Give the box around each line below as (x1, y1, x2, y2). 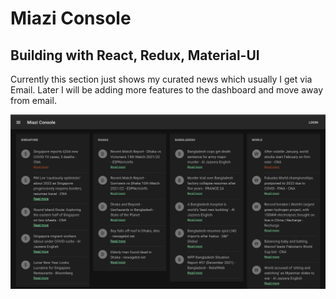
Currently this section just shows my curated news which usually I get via (10, 73, 313, 85)
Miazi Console (10, 7, 132, 30)
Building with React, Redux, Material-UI (10, 47, 260, 64)
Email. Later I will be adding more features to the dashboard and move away (10, 84, 324, 96)
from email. (10, 95, 57, 106)
